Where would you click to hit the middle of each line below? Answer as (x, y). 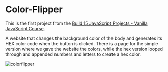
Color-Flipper (34, 9)
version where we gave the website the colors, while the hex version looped (84, 49)
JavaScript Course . (25, 28)
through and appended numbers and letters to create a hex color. (73, 54)
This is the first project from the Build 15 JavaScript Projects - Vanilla (76, 23)
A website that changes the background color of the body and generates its (84, 38)
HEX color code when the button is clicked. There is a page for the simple (82, 43)
